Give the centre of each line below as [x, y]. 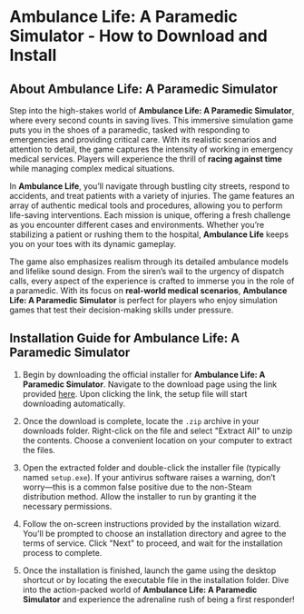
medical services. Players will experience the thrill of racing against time [146, 159]
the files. [39, 450]
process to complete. [62, 552]
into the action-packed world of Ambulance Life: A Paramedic [140, 589]
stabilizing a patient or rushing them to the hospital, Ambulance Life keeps [149, 234]
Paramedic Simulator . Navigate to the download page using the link [150, 384]
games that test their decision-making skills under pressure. [122, 310]
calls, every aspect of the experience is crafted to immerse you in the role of [152, 281]
